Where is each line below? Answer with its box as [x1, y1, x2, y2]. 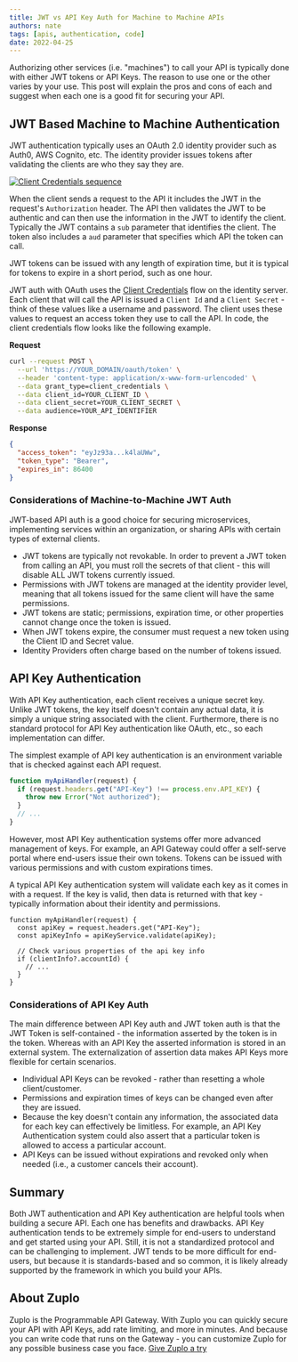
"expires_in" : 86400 [17, 465, 93, 474]
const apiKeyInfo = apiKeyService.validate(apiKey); [17, 931, 217, 940]
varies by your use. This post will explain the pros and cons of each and [9, 81, 273, 92]
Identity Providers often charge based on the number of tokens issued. [21, 645, 282, 655]
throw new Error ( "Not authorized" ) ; [25, 793, 162, 802]
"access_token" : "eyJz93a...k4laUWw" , [17, 449, 162, 458]
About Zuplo [9, 1291, 80, 1306]
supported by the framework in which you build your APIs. [9, 1265, 222, 1276]
